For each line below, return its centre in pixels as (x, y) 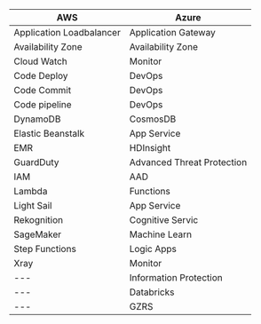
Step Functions (45, 249)
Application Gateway (172, 32)
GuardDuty (36, 162)
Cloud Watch (41, 61)
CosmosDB (153, 119)
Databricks (152, 292)
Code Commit (43, 90)
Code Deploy (41, 76)
